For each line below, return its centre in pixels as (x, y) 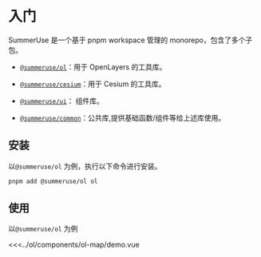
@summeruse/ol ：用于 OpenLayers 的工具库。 (93, 67)
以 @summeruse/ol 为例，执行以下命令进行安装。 (85, 166)
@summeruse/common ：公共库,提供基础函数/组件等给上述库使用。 (123, 117)
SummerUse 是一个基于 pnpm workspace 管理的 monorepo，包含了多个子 (130, 40)
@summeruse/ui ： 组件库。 (61, 101)
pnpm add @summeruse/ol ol (53, 181)
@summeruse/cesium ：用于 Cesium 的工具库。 (93, 84)
